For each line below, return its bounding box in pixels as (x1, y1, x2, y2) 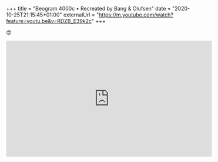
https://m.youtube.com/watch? (99, 11, 173, 18)
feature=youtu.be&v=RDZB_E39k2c (6, 18, 92, 24)
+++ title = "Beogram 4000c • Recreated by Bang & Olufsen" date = (6, 5, 172, 12)
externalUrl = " (63, 11, 99, 18)
